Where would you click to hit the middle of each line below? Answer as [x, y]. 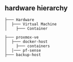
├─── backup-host [23, 54]
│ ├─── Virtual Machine [31, 24]
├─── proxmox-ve [22, 37]
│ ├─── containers [27, 46]
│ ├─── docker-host [26, 41]
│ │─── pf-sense [23, 50]
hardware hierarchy [36, 8]
